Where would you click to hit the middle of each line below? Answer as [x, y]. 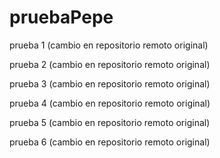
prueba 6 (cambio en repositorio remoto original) [110, 142]
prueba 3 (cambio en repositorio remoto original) [110, 83]
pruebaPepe [61, 17]
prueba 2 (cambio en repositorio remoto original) [110, 64]
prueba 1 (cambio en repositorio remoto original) [109, 45]
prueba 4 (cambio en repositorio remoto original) [110, 103]
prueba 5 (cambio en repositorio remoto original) [110, 122]
